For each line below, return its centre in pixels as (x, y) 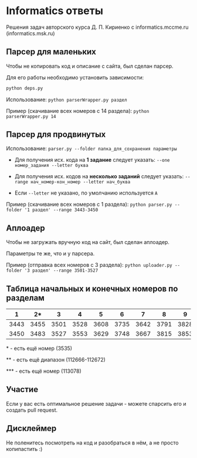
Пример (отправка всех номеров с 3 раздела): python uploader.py (89, 265)
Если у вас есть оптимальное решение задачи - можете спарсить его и (96, 403)
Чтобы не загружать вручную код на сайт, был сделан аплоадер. (88, 242)
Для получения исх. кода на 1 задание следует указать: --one (92, 160)
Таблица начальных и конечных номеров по (92, 288)
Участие (22, 390)
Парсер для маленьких (51, 52)
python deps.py (25, 88)
